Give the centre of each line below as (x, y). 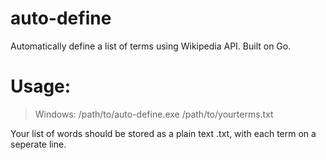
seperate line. (38, 144)
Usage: (41, 86)
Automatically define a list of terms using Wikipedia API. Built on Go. (151, 46)
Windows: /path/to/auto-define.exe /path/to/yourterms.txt (154, 114)
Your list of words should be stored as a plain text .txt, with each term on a (163, 133)
